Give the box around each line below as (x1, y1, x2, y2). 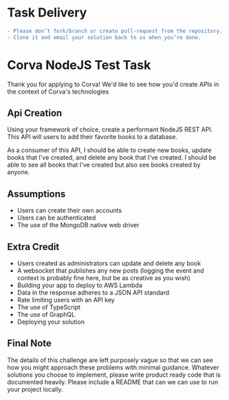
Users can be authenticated (17, 213, 96, 222)
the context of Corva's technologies (7, 87, 109, 96)
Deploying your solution (17, 318, 85, 326)
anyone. (7, 168, 30, 176)
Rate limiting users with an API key (17, 296, 115, 304)
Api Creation (7, 107, 63, 119)
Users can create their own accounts (17, 207, 122, 215)
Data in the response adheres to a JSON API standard (17, 288, 170, 297)
